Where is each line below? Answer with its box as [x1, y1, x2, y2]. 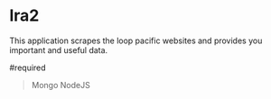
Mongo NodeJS [31, 79, 90, 90]
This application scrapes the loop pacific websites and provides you [9, 35, 263, 46]
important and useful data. [9, 44, 108, 55]
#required [9, 62, 47, 73]
